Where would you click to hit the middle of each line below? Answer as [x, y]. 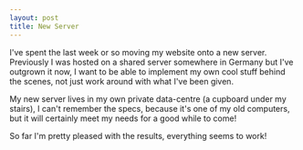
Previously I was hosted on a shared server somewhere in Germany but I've [151, 62]
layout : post [34, 18]
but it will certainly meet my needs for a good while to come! [123, 118]
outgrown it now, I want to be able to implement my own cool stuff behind [147, 71]
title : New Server [44, 26]
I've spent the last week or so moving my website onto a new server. [138, 52]
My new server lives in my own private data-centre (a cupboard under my [148, 99]
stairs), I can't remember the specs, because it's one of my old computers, [150, 108]
